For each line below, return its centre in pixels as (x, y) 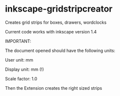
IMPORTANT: (18, 41)
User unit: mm (19, 60)
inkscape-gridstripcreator (59, 9)
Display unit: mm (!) (25, 69)
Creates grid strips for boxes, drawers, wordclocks (56, 22)
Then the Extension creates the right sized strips (54, 88)
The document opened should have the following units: (60, 50)
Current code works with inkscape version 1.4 (51, 32)
